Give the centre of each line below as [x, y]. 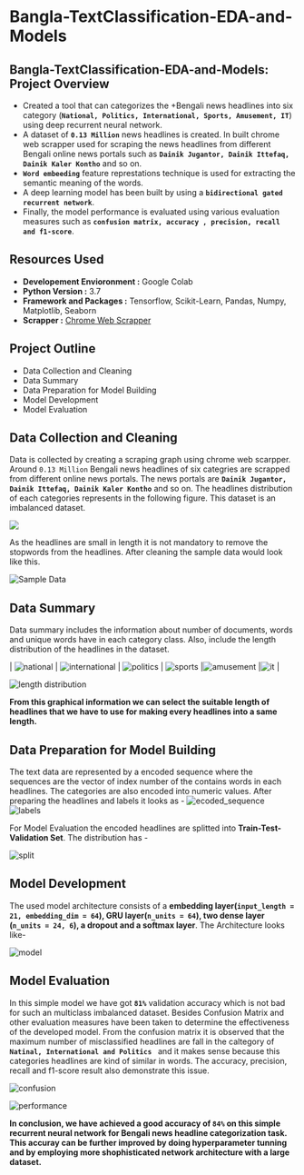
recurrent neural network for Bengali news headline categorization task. [148, 1132]
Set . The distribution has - [98, 838]
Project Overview [59, 84]
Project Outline [53, 349]
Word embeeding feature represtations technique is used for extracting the [159, 173]
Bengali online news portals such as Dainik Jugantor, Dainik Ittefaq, [156, 154]
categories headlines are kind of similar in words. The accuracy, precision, [148, 1060]
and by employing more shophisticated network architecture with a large [150, 1152]
